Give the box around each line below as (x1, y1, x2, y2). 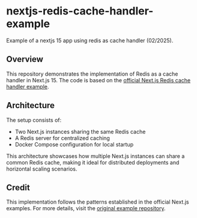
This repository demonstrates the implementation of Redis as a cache (6, 70, 178, 77)
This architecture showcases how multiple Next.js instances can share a (6, 152, 185, 160)
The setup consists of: (6, 116, 62, 124)
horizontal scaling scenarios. (6, 165, 77, 172)
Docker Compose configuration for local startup (14, 141, 134, 148)
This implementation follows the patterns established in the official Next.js (6, 198, 189, 205)
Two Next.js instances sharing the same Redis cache (14, 128, 146, 135)
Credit (6, 182, 30, 193)
